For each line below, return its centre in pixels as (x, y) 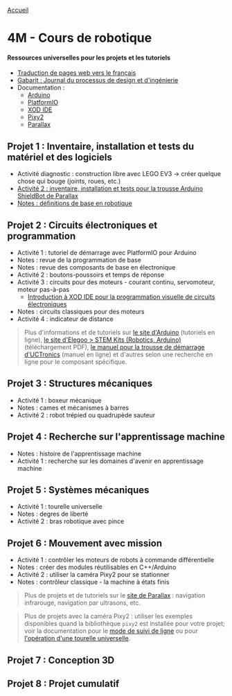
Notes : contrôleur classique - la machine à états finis (93, 582)
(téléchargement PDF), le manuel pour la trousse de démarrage (114, 347)
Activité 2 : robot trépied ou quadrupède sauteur (86, 415)
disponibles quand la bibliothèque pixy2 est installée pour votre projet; (124, 624)
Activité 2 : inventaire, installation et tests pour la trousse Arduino (110, 189)
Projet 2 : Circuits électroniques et (82, 225)
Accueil (18, 10)
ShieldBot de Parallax (47, 196)
